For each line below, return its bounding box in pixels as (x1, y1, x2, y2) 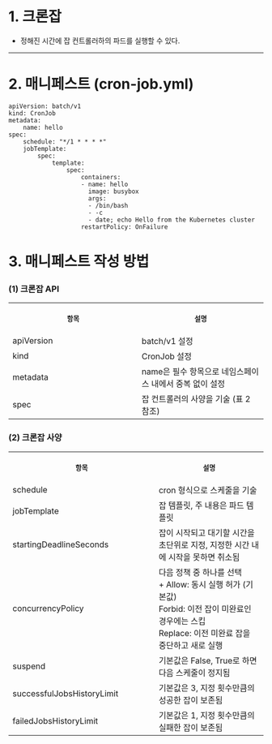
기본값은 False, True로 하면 (158, 655, 257, 666)
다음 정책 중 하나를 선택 (158, 566, 243, 578)
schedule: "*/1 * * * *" (23, 137, 107, 146)
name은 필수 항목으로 (141, 366, 220, 377)
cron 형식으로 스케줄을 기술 (158, 484, 257, 496)
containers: (80, 173, 121, 181)
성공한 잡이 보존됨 (158, 695, 223, 706)
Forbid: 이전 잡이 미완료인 (158, 603, 252, 614)
